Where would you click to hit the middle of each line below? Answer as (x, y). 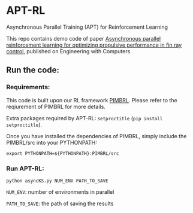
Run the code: (33, 70)
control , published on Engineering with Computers (68, 51)
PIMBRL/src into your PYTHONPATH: (52, 142)
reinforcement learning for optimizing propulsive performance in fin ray (94, 45)
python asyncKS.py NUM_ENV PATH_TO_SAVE (58, 181)
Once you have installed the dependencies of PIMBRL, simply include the (96, 136)
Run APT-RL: (25, 168)
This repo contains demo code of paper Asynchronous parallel (83, 38)
